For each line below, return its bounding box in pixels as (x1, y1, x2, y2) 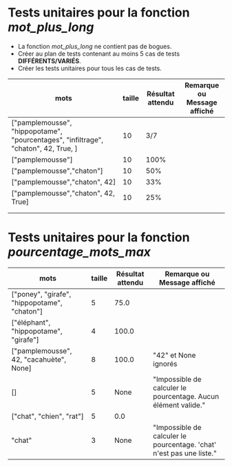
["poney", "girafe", (11, 289, 72, 298)
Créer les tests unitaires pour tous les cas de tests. (17, 64, 162, 72)
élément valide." (153, 400, 206, 410)
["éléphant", (11, 318, 51, 327)
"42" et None (153, 350, 196, 360)
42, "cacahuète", (11, 354, 67, 364)
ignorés (153, 359, 178, 369)
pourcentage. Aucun (153, 391, 220, 401)
